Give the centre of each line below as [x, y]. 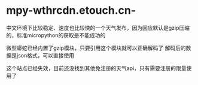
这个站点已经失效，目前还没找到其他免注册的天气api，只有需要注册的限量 [96, 68]
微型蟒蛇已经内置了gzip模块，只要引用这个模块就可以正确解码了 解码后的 [96, 48]
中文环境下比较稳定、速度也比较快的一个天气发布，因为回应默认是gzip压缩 [98, 28]
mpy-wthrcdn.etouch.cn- [71, 10]
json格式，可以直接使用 [45, 55]
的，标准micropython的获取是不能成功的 [56, 35]
